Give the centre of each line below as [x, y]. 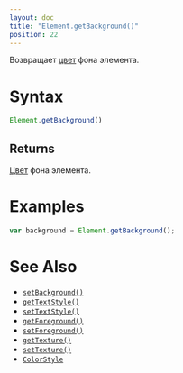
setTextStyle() [51, 312]
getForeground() [53, 321]
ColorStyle [43, 359]
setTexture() [47, 350]
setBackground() [53, 292]
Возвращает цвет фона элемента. [74, 60]
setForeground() [53, 331]
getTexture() [47, 340]
